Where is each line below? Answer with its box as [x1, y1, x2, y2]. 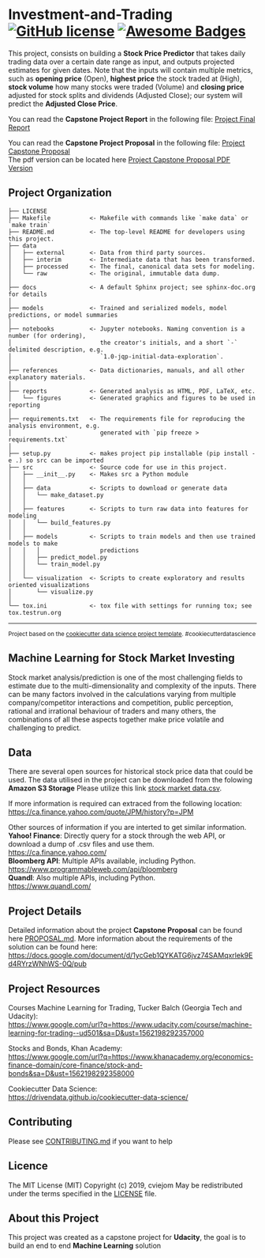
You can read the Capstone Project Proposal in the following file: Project [8, 138, 245, 147]
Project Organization [8, 186, 112, 199]
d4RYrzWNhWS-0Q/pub [8, 959, 87, 968]
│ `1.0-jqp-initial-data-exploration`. [8, 352, 224, 361]
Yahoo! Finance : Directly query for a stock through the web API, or [8, 831, 226, 840]
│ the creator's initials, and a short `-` [8, 339, 238, 347]
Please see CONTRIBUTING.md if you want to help [8, 1136, 174, 1146]
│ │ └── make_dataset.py [8, 491, 104, 499]
